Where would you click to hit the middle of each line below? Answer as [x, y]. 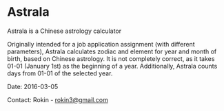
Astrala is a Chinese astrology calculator [64, 31]
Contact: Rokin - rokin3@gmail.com [58, 99]
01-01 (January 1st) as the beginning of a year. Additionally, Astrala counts [112, 66]
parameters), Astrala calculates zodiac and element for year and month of [112, 51]
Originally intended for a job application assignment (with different [101, 44]
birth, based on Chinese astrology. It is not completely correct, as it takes [111, 58]
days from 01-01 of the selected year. [60, 73]
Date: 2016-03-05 [33, 86]
